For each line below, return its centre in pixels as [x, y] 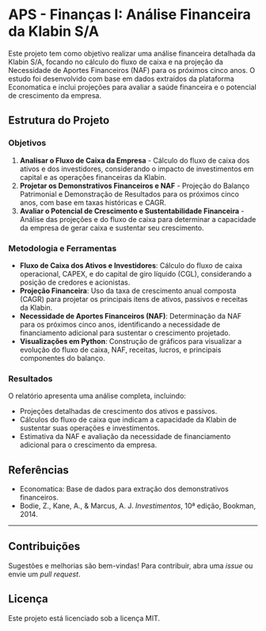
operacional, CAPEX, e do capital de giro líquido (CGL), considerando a [135, 273]
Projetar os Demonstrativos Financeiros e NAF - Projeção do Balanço [135, 185]
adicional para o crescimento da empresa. [88, 445]
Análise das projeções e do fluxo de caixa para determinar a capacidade [138, 219]
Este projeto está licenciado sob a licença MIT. [84, 618]
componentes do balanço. [62, 358]
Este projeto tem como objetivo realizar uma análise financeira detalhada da [132, 53]
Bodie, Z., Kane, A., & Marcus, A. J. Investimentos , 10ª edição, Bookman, [137, 506]
